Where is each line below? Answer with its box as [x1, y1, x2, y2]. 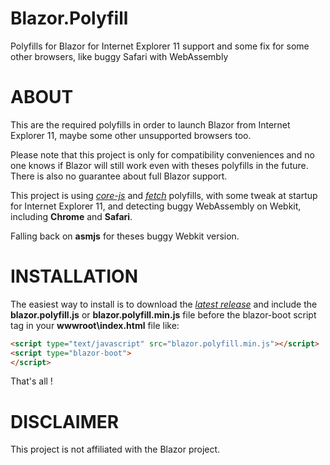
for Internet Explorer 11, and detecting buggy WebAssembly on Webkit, [10, 200, 302, 212]
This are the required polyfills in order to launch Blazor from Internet [10, 118, 291, 131]
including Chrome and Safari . [10, 210, 133, 222]
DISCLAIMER [10, 410, 120, 433]
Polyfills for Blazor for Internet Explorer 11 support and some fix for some [10, 40, 310, 52]
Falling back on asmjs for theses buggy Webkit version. [10, 230, 240, 242]
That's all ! [10, 375, 53, 387]
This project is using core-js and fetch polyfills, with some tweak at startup [10, 189, 318, 201]
